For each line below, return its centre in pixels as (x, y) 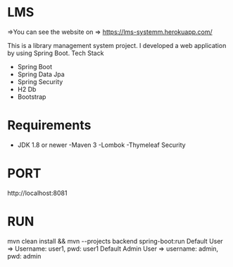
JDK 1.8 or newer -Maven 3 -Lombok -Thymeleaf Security (101, 145)
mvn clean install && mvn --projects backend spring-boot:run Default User (115, 241)
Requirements (49, 125)
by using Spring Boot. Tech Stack (56, 53)
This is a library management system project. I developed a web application (117, 45)
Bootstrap (32, 97)
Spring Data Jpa (41, 74)
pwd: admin (24, 256)
